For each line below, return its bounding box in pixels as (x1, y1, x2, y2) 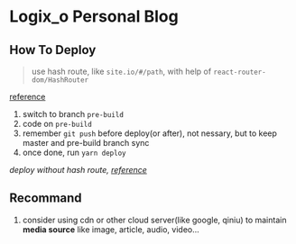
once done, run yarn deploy (22, 147, 126, 158)
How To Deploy (9, 42, 97, 58)
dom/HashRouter (31, 76, 89, 85)
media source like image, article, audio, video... (22, 223, 200, 235)
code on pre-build (22, 119, 92, 129)
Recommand (9, 191, 83, 206)
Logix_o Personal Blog (9, 6, 179, 27)
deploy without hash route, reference (9, 165, 147, 175)
